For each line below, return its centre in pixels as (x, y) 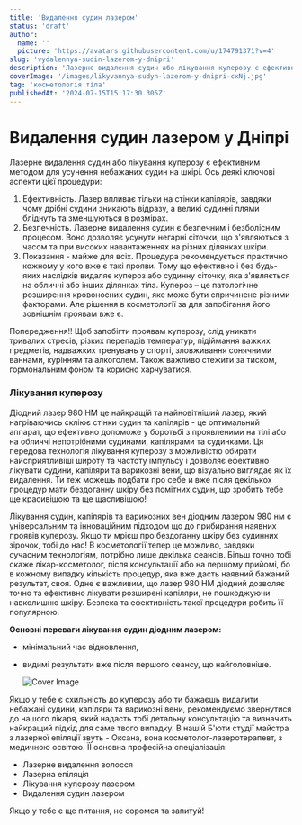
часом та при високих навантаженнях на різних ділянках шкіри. (146, 247)
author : (24, 34)
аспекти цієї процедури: (56, 182)
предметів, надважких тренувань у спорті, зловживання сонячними (141, 350)
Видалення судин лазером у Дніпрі (149, 137)
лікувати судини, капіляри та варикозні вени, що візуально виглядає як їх (151, 470)
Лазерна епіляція (55, 774)
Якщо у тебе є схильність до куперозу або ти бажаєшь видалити (134, 699)
